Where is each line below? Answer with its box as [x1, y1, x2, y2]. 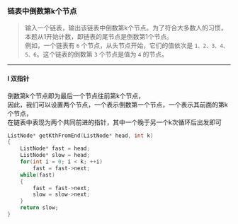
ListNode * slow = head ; [20, 152, 91, 159]
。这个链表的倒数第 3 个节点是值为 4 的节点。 [36, 50, 169, 59]
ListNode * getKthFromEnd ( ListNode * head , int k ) [7, 132, 154, 139]
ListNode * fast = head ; [20, 145, 91, 153]
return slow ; [20, 204, 59, 211]
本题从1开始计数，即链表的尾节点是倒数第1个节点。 [24, 33, 174, 41]
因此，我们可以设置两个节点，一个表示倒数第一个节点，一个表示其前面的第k [7, 100, 228, 109]
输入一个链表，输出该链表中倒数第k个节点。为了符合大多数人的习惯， [24, 23, 227, 33]
